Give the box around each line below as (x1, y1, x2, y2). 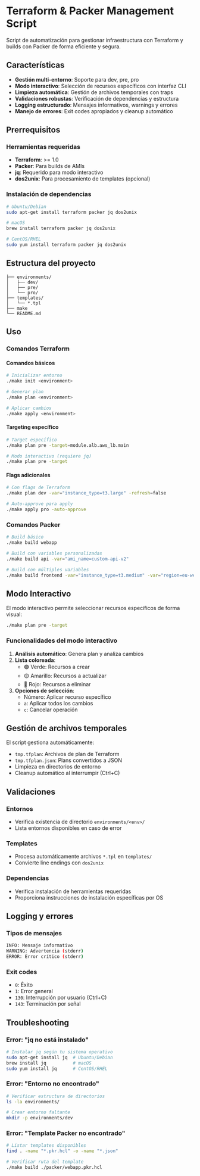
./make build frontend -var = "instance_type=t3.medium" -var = (6, 572, 161, 578)
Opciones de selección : (14, 687, 74, 694)
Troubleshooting (6, 1018, 70, 1028)
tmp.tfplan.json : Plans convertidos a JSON (14, 757, 122, 764)
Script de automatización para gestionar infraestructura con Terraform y (6, 36, 183, 43)
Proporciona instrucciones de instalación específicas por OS (14, 894, 164, 901)
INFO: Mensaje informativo (6, 942, 73, 948)
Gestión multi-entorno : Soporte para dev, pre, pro (14, 76, 139, 83)
